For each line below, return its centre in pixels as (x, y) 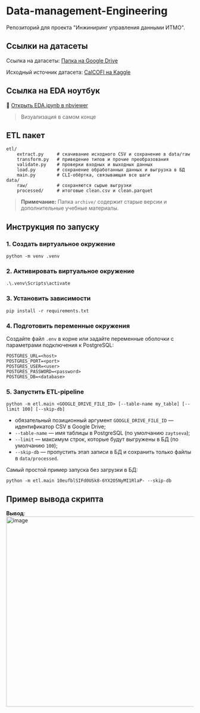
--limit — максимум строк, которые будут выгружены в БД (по (96, 440)
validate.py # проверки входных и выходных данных (85, 165)
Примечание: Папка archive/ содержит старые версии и (94, 202)
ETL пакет (26, 135)
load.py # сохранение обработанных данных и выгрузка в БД (101, 170)
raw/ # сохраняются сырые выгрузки (74, 186)
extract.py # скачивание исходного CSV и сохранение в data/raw (104, 154)
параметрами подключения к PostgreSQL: (60, 345)
